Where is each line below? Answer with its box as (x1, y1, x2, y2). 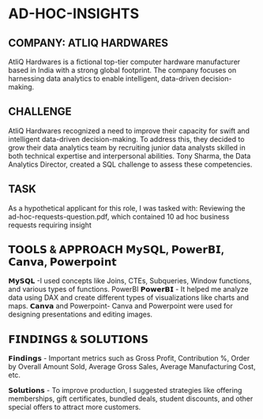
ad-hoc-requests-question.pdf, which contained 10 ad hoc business (8, 211, 230, 221)
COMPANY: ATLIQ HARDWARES (8, 36, 168, 50)
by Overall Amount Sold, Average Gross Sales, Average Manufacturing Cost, (8, 362, 256, 372)
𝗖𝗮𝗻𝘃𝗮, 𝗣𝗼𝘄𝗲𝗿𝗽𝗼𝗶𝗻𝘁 (8, 256, 117, 269)
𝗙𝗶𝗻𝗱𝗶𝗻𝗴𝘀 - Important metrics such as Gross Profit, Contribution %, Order (8, 354, 250, 363)
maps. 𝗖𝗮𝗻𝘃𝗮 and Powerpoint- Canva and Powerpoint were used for (8, 301, 233, 311)
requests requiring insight (8, 220, 92, 230)
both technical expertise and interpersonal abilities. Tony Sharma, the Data (8, 151, 251, 160)
